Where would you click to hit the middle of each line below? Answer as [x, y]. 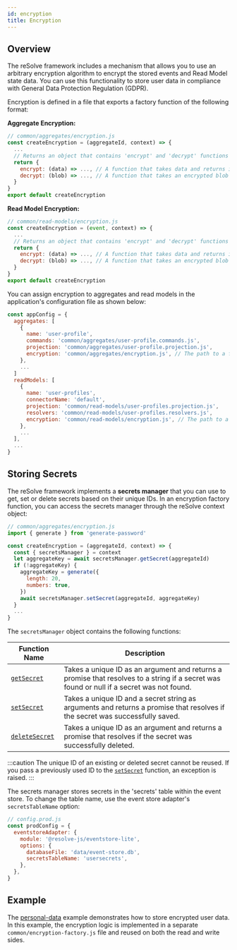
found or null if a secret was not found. [128, 687]
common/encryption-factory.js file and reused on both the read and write [114, 932]
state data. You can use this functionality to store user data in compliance [114, 81]
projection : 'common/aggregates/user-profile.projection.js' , [119, 347]
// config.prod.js [34, 820]
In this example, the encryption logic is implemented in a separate [103, 925]
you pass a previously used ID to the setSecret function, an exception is [112, 770]
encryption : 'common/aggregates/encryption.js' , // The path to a [126, 354]
